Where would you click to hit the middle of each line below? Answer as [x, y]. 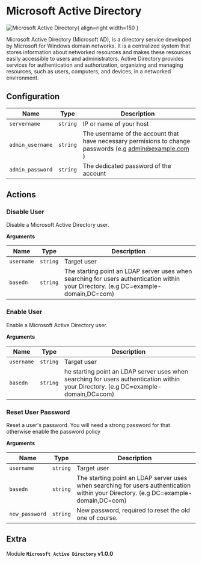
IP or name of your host [116, 123]
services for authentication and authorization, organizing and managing [95, 65]
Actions [21, 195]
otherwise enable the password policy [54, 432]
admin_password [31, 169]
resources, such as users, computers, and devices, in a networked [89, 71]
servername [25, 124]
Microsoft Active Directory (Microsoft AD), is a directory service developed [99, 39]
